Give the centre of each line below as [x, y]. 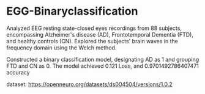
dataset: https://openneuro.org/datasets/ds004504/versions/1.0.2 [89, 84]
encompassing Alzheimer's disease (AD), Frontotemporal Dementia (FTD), [100, 34]
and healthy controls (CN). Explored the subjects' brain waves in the [92, 41]
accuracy [18, 72]
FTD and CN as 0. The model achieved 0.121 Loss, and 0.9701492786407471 [102, 66]
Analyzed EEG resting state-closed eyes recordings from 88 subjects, [94, 28]
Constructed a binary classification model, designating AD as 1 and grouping [103, 59]
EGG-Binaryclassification [72, 11]
